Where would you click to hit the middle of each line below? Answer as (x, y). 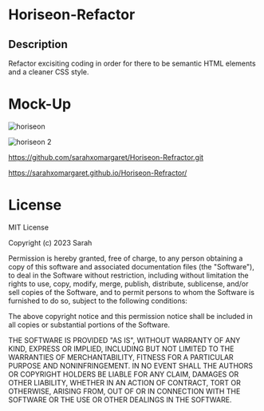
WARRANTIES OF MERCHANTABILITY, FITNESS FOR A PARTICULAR (121, 357)
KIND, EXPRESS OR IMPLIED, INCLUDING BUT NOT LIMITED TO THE (121, 349)
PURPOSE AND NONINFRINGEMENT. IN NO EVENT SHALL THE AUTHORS (131, 365)
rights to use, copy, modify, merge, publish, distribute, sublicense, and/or (128, 283)
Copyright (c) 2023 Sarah (50, 242)
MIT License (29, 227)
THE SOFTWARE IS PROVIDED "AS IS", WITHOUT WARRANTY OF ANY (124, 340)
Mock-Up (40, 104)
